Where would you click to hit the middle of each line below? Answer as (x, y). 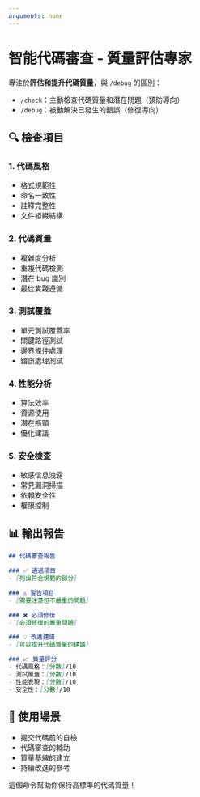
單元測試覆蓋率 (45, 330)
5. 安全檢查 (30, 456)
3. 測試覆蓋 (30, 311)
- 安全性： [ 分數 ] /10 (39, 689)
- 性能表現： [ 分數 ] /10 (43, 682)
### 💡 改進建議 (32, 637)
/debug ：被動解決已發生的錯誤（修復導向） (91, 109)
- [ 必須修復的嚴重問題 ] (43, 623)
